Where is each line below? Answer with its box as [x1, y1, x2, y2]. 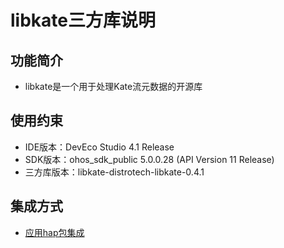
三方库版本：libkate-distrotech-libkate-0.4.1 [24, 166, 205, 178]
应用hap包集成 [24, 226, 85, 238]
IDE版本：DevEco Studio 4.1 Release [24, 141, 175, 153]
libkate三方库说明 [10, 9, 156, 32]
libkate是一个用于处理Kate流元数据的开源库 [24, 81, 203, 92]
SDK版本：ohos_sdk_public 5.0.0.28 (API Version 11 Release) [24, 153, 275, 165]
